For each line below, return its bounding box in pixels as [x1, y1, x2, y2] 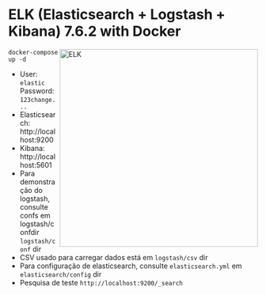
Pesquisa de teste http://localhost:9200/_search [19, 278, 184, 287]
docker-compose [8, 48, 59, 56]
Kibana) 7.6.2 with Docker [8, 22, 181, 40]
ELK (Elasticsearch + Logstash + [8, 6, 226, 24]
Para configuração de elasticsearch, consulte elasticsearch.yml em [19, 261, 243, 270]
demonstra [19, 176, 55, 187]
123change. [19, 96, 56, 104]
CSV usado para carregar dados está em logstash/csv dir [19, 252, 208, 262]
